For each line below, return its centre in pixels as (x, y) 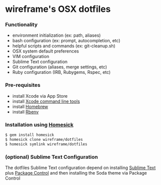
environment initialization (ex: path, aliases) (56, 35)
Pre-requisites (23, 85)
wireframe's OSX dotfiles (58, 9)
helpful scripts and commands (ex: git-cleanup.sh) (64, 46)
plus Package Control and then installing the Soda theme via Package (76, 173)
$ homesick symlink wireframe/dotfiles (46, 144)
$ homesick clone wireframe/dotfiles (44, 139)
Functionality (22, 25)
